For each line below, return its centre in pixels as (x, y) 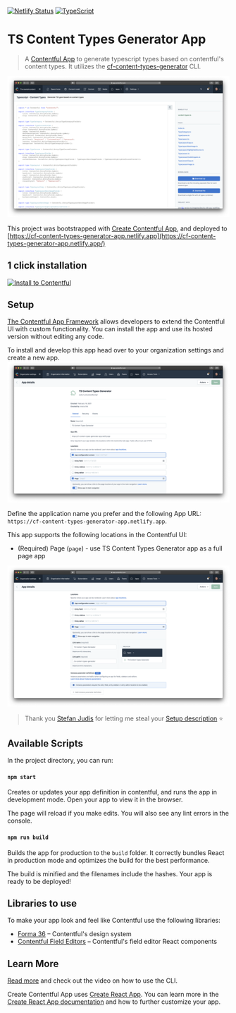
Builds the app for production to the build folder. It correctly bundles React (116, 852)
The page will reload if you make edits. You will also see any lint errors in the (118, 814)
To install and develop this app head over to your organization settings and (116, 350)
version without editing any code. (56, 337)
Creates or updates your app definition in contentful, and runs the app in (112, 792)
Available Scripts (45, 743)
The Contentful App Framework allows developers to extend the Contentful (116, 321)
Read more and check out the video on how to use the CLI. (93, 981)
